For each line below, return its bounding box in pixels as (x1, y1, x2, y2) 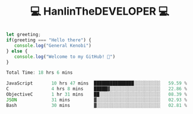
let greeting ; (6, 32, 42, 38)
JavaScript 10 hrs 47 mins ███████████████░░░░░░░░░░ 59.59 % (6, 80, 187, 86)
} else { (6, 48, 28, 54)
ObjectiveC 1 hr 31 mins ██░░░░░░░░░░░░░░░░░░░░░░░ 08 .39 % (6, 92, 187, 97)
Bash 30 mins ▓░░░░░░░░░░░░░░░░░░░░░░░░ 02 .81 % (6, 102, 187, 108)
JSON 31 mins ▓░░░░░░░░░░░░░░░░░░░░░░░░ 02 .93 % (6, 97, 187, 103)
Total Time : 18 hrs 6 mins (6, 70, 73, 76)
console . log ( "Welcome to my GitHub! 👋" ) (14, 54, 116, 60)
